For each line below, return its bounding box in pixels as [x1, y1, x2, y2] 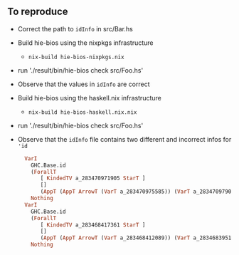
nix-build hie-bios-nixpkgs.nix [28, 53, 124, 61]
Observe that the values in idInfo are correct [17, 80, 150, 88]
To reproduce [7, 6, 69, 18]
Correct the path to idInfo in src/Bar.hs [17, 24, 133, 33]
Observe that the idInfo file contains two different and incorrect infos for [17, 135, 232, 143]
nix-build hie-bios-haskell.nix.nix [28, 108, 137, 116]
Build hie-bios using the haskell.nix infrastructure [17, 93, 161, 102]
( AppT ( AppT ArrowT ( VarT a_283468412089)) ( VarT [40, 234, 191, 241]
